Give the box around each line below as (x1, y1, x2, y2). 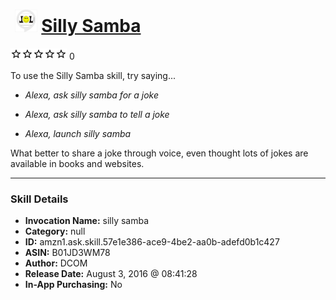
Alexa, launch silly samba (24, 127, 132, 139)
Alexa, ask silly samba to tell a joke (24, 108, 170, 120)
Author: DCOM (24, 257, 88, 269)
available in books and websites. (10, 157, 145, 169)
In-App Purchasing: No (24, 279, 123, 291)
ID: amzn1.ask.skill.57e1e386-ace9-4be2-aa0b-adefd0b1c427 (24, 236, 280, 248)
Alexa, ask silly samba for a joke (24, 89, 160, 101)
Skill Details (10, 192, 69, 206)
